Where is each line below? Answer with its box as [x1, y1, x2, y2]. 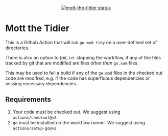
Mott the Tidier [5, 23, 70, 34]
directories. [5, 45, 30, 51]
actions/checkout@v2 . [12, 114, 58, 120]
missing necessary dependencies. [5, 80, 78, 86]
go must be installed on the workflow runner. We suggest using [12, 119, 146, 125]
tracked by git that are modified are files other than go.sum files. [5, 60, 139, 66]
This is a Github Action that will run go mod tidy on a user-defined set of [5, 39, 157, 45]
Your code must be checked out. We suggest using [12, 109, 121, 115]
